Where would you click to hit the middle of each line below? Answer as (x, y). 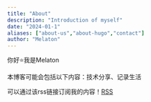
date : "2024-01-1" (34, 26)
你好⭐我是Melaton (33, 60)
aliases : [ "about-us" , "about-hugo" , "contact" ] (76, 33)
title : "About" (29, 14)
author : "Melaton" (34, 40)
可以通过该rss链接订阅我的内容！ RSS (60, 92)
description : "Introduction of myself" (65, 20)
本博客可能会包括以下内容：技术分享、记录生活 (74, 77)
